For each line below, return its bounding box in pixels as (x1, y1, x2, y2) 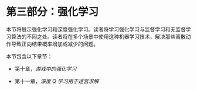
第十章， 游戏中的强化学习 (14, 65, 77, 72)
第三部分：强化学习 (6, 5, 99, 19)
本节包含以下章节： (6, 53, 53, 60)
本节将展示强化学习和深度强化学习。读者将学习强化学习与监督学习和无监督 (6, 26, 186, 33)
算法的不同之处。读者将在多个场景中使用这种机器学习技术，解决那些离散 (11, 33, 186, 40)
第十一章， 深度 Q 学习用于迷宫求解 (14, 77, 99, 85)
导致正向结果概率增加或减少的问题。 (11, 40, 98, 47)
